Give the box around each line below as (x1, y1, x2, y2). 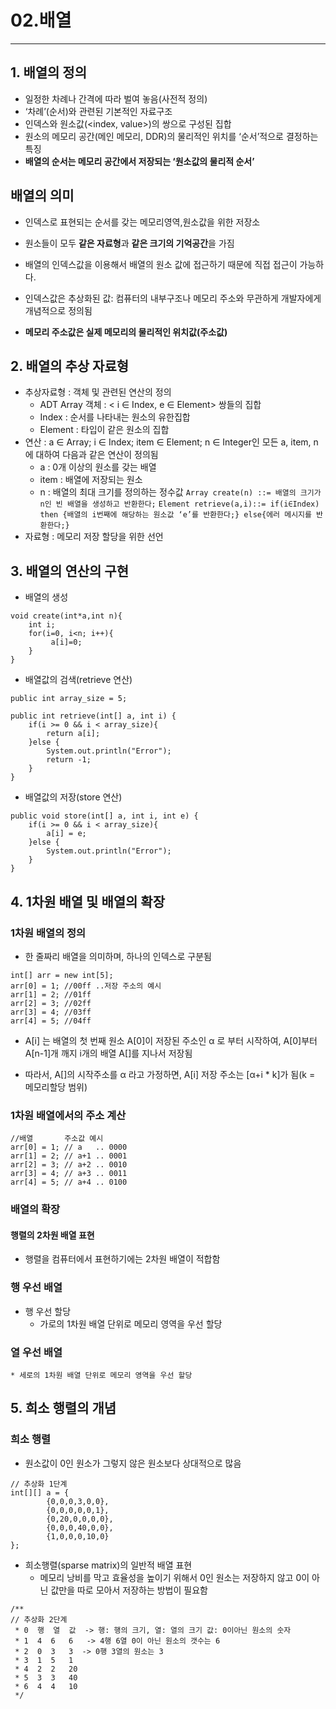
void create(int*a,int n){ (10, 611, 123, 621)
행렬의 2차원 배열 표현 (10, 1229, 95, 1241)
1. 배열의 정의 (10, 64, 87, 81)
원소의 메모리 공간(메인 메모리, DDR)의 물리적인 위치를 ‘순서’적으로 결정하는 (24, 130, 319, 142)
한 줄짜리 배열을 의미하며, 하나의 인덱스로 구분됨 (24, 950, 212, 962)
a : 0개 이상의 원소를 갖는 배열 (39, 461, 157, 473)
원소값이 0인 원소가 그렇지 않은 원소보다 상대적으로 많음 (24, 1457, 242, 1469)
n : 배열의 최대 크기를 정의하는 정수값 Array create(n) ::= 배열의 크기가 (39, 486, 322, 498)
